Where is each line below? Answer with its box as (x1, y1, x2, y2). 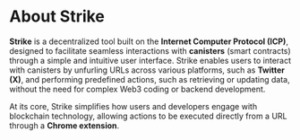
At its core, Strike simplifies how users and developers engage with (9, 101, 258, 111)
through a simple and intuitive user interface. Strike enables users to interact (9, 55, 292, 66)
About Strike (9, 6, 106, 27)
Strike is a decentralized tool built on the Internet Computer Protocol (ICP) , (9, 36, 289, 47)
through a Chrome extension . (9, 119, 120, 131)
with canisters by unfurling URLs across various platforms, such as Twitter (9, 65, 285, 75)
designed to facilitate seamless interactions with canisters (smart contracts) (9, 45, 291, 56)
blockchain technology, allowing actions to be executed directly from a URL (9, 110, 287, 121)
